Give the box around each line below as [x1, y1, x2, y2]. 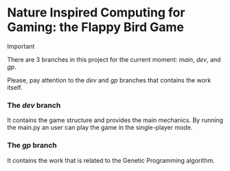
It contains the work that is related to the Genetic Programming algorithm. [7, 156, 215, 164]
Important [7, 42, 35, 50]
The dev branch [7, 100, 61, 110]
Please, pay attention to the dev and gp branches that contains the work [7, 76, 211, 84]
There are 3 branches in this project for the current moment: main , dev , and [7, 55, 221, 63]
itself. [7, 83, 23, 91]
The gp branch [7, 141, 57, 150]
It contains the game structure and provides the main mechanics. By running [7, 116, 224, 124]
